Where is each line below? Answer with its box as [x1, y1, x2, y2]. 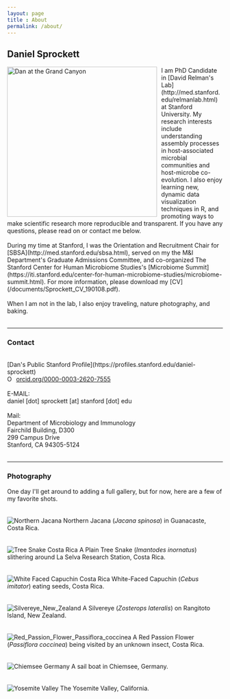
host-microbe [161, 169, 200, 177]
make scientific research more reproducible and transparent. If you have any [7, 220, 223, 228]
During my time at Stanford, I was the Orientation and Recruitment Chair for [7, 241, 220, 250]
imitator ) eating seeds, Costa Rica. [7, 582, 105, 590]
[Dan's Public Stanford [7, 361, 71, 369]
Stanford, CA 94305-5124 [7, 440, 80, 449]
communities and [161, 161, 210, 169]
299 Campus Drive [7, 434, 60, 442]
